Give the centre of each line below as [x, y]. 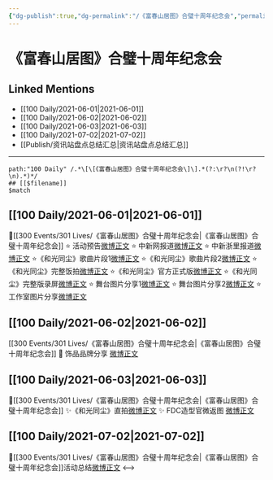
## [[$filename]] [38, 183]
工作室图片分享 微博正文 [48, 297]
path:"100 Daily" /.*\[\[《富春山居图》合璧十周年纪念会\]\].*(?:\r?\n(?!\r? [132, 169]
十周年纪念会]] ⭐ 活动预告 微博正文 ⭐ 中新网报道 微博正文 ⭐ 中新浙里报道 [134, 246]
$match [19, 190]
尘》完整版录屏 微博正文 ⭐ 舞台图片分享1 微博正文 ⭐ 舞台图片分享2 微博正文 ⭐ [135, 284]
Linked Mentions [52, 89]
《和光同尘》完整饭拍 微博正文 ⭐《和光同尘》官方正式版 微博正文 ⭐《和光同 [133, 271]
